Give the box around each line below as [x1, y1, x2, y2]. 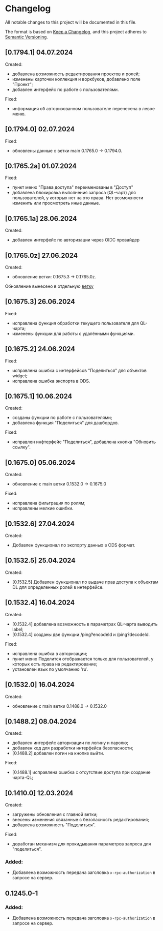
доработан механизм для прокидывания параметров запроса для [12, 841, 151, 847]
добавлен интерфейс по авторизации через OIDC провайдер [12, 237, 140, 243]
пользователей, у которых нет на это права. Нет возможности [12, 195, 143, 201]
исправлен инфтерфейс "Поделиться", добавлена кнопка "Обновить [12, 439, 156, 445]
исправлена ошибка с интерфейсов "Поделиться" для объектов [12, 367, 147, 373]
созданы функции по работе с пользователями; [12, 415, 113, 420]
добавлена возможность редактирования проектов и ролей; [12, 71, 140, 77]
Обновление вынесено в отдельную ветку [5, 283, 94, 289]
